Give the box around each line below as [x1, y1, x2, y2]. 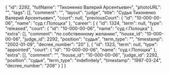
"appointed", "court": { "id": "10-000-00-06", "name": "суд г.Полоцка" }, [5, 47, 157, 52]
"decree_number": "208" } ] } [5, 62, 67, 68]
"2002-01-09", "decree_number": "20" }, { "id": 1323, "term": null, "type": [5, 41, 158, 47]
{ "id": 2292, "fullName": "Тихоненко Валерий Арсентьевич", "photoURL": [5, 4, 161, 10]
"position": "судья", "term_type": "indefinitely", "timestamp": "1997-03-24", [5, 57, 162, 63]
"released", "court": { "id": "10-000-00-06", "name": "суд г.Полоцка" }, [5, 25, 154, 31]
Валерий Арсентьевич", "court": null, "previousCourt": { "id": [5, 15, 134, 20]
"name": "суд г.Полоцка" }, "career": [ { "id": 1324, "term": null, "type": [15, 20, 163, 26]
